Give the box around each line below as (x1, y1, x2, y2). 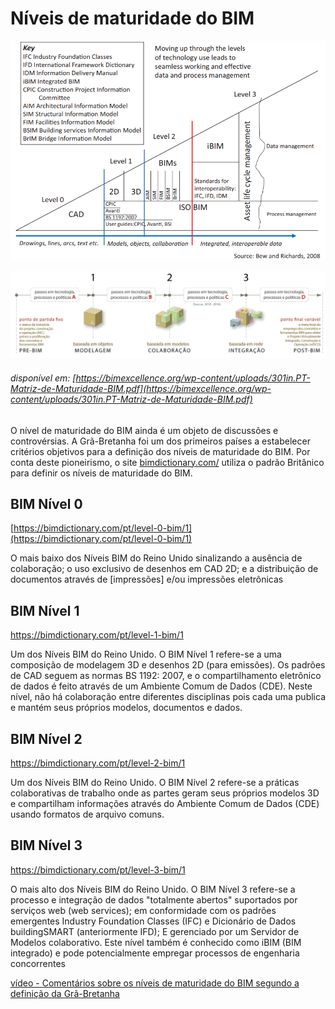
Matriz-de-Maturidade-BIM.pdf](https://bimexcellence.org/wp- (10, 382, 272, 394)
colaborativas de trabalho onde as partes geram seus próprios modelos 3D (10, 787, 320, 799)
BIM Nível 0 (10, 495, 83, 512)
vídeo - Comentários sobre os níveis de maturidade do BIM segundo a (10, 977, 300, 989)
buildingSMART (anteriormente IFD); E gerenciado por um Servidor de (10, 925, 300, 937)
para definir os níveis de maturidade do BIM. (10, 467, 193, 479)
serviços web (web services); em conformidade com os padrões (10, 904, 277, 916)
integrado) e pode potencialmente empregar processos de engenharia (10, 947, 300, 959)
